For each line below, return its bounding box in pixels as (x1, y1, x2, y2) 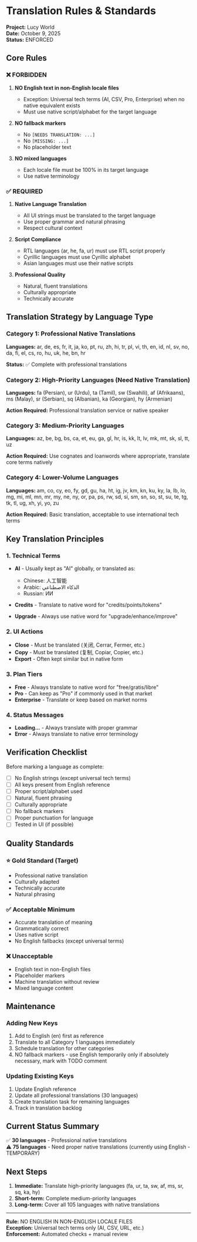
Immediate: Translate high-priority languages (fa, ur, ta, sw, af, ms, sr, (14, 1183, 184, 1190)
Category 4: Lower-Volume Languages (6, 474, 119, 482)
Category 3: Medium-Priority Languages (6, 421, 124, 429)
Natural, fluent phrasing (14, 794, 72, 801)
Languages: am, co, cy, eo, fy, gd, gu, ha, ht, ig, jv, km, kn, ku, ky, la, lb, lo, (6, 487, 186, 494)
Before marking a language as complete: (6, 763, 104, 770)
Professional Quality (14, 271, 66, 278)
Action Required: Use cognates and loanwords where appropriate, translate (6, 452, 190, 459)
